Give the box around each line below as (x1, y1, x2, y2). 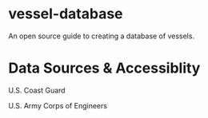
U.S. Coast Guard (8, 85, 66, 95)
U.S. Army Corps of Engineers (8, 100, 108, 110)
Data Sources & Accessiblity (8, 59, 201, 77)
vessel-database (8, 5, 123, 23)
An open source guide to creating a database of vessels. (8, 31, 194, 41)
